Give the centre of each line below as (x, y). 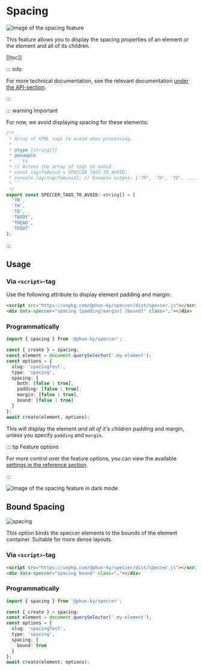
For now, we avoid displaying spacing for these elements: (77, 122)
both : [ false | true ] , (45, 383)
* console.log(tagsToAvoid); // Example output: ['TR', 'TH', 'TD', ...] (103, 178)
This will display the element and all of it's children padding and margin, (95, 428)
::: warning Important (32, 110)
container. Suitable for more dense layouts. (60, 539)
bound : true (32, 645)
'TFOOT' (21, 228)
